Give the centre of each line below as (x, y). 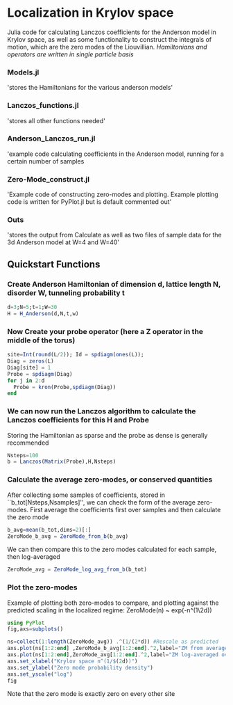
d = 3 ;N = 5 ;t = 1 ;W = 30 (32, 308)
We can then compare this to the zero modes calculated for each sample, (112, 549)
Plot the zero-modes (42, 587)
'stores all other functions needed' (56, 120)
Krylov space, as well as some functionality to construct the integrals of (110, 39)
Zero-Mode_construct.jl (49, 179)
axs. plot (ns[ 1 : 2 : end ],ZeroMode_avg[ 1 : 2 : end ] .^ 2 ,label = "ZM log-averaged (113, 655)
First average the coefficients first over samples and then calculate (126, 509)
